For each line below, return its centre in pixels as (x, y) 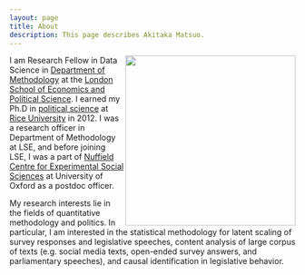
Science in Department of (58, 70)
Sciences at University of (56, 176)
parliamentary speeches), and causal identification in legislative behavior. (147, 261)
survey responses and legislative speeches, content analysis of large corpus (152, 242)
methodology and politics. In (63, 222)
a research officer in (47, 128)
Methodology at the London (61, 80)
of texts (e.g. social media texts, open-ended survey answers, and (133, 251)
